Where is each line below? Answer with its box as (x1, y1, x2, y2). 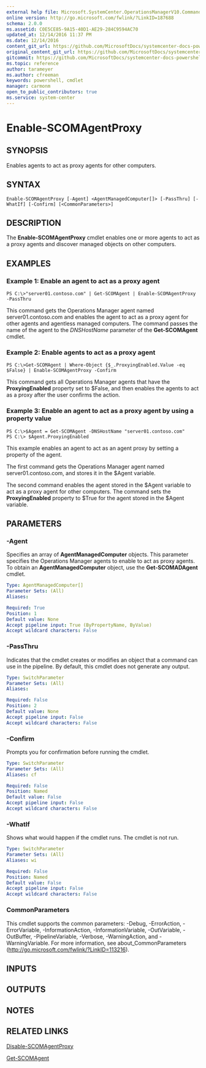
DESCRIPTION (6, 217, 61, 228)
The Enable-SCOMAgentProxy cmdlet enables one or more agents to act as (6, 234, 200, 241)
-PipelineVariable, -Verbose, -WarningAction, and (33, 932, 158, 940)
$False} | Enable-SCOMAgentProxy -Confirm (6, 368, 116, 374)
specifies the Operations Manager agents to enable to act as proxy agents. (6, 557, 195, 565)
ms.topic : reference (6, 60, 59, 66)
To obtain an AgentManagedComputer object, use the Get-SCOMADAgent (6, 564, 198, 571)
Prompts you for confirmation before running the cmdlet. (6, 748, 150, 756)
